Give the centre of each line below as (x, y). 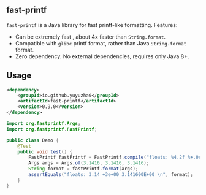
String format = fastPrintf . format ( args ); (83, 169)
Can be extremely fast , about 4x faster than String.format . (90, 37)
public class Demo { (33, 140)
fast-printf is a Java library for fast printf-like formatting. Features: (92, 25)
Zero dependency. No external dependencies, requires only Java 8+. (102, 56)
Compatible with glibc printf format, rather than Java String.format (101, 43)
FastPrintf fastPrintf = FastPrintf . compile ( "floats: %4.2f (107, 158)
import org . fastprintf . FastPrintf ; (52, 129)
